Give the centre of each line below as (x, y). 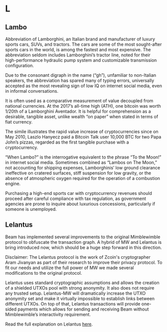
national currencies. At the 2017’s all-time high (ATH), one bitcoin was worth (83, 106)
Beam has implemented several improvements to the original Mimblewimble (83, 237)
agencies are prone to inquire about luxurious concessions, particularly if (80, 204)
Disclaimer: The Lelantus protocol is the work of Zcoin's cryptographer (78, 257)
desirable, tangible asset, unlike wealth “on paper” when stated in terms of (82, 117)
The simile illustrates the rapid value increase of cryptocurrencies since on (82, 132)
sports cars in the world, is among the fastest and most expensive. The (78, 50)
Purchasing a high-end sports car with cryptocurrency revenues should (79, 193)
